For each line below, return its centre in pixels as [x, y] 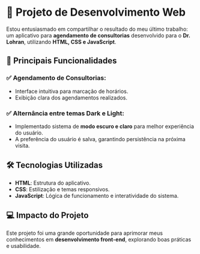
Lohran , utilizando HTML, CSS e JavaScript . [61, 42]
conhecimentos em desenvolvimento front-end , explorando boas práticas [99, 239]
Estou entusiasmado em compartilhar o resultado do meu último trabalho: [97, 29]
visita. [22, 145]
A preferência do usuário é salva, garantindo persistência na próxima [100, 139]
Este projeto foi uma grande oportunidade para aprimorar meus [85, 233]
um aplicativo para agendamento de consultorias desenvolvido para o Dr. [98, 35]
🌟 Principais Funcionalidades [62, 61]
